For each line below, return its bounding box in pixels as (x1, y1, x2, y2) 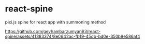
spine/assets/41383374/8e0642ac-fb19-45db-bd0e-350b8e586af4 (5, 33, 140, 39)
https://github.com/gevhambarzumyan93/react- (5, 28, 101, 34)
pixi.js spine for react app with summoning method (5, 19, 106, 25)
